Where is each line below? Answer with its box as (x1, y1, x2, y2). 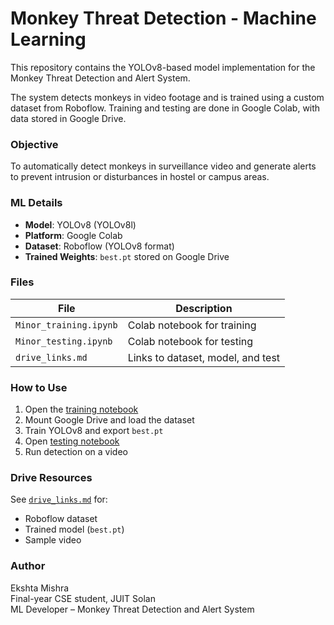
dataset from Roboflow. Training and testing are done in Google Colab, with (10, 102, 321, 114)
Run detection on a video (24, 446, 128, 458)
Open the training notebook (24, 403, 139, 416)
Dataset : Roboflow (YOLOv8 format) (24, 240, 175, 252)
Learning (10, 28, 87, 51)
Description (175, 301, 233, 315)
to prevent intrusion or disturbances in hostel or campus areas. (10, 171, 270, 183)
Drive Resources (10, 471, 93, 485)
